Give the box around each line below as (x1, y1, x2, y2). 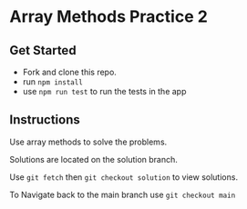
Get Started (9, 43, 77, 58)
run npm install (22, 76, 84, 87)
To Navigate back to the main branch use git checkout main (9, 189, 236, 200)
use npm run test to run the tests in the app (22, 86, 187, 96)
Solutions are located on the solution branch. (9, 154, 178, 164)
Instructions (9, 112, 80, 128)
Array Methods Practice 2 (9, 6, 208, 27)
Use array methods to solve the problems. (9, 136, 168, 147)
